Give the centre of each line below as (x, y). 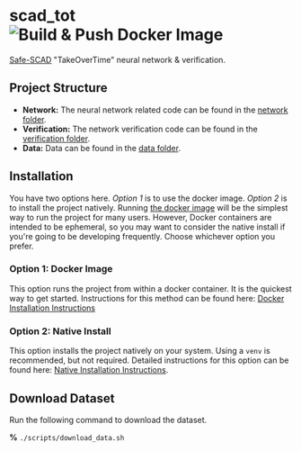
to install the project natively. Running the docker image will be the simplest (149, 207)
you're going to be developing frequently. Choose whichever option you (142, 236)
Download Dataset (62, 398)
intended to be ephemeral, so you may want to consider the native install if (147, 227)
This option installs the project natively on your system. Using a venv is (140, 351)
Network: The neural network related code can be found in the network (155, 110)
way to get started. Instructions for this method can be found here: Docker (147, 298)
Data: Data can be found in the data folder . (102, 148)
